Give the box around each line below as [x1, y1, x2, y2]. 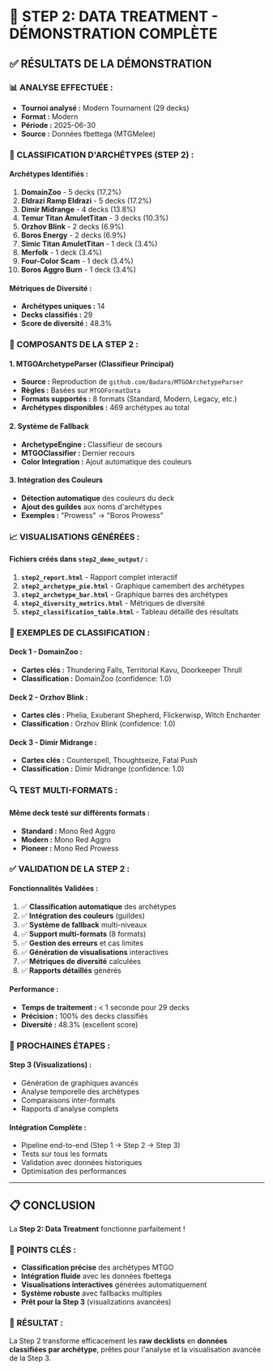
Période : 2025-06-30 [20, 120, 96, 130]
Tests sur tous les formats [20, 1149, 108, 1159]
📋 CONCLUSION [9, 1198, 96, 1212]
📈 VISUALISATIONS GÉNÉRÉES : [9, 531, 140, 542]
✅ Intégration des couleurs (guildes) [20, 910, 145, 920]
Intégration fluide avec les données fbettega [20, 1271, 172, 1281]
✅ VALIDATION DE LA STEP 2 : [9, 863, 130, 875]
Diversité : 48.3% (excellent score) [20, 1019, 139, 1029]
